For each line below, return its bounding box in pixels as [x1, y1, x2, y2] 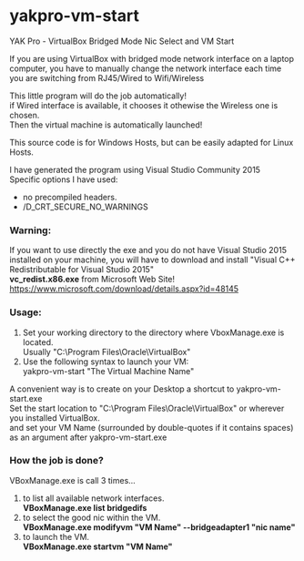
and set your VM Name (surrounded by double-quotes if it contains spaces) [9, 422, 294, 433]
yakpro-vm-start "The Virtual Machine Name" [22, 365, 195, 376]
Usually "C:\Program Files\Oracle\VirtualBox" [22, 346, 191, 357]
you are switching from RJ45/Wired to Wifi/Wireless [9, 72, 205, 83]
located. [22, 336, 54, 347]
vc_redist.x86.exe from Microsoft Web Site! [9, 274, 176, 285]
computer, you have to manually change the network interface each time [9, 63, 282, 74]
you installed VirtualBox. [9, 412, 100, 423]
